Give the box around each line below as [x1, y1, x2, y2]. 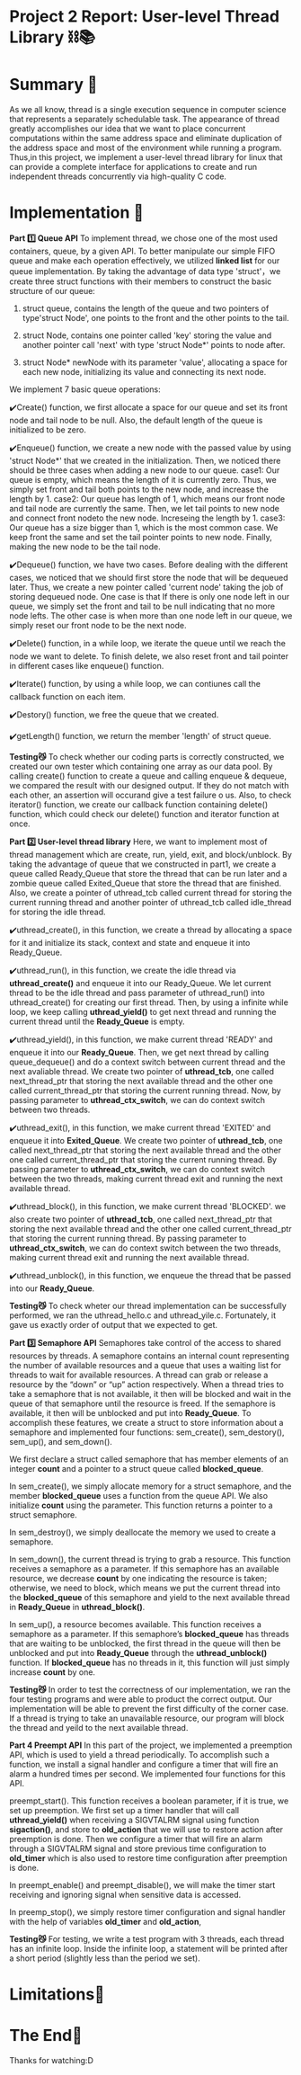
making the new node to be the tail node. [9, 541, 161, 552]
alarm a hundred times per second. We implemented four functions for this [9, 1768, 286, 1779]
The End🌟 [9, 2026, 83, 2046]
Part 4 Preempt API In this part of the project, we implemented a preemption [9, 1740, 293, 1750]
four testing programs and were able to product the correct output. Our [9, 1694, 272, 1705]
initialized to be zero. [9, 424, 87, 435]
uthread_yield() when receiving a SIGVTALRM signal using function [9, 1814, 260, 1826]
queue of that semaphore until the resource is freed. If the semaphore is [9, 1398, 276, 1409]
